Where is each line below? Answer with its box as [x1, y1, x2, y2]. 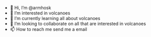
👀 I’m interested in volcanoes [10, 10, 71, 16]
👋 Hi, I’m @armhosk [10, 5, 52, 10]
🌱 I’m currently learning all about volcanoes [10, 15, 100, 21]
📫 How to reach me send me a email [10, 26, 87, 32]
